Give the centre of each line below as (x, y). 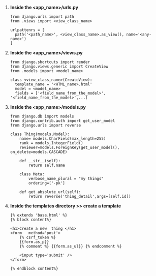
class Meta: (32, 174)
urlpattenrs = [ (27, 30)
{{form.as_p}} (34, 242)
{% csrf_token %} (38, 237)
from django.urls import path (42, 17)
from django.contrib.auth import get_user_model (63, 121)
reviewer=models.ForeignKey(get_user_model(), (70, 147)
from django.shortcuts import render (50, 62)
